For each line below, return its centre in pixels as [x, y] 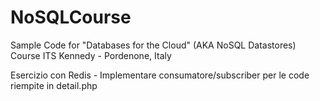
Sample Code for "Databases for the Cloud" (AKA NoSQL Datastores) [153, 45]
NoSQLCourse [71, 17]
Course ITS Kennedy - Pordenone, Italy [91, 55]
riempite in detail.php [54, 85]
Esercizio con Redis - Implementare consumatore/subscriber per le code [160, 75]
